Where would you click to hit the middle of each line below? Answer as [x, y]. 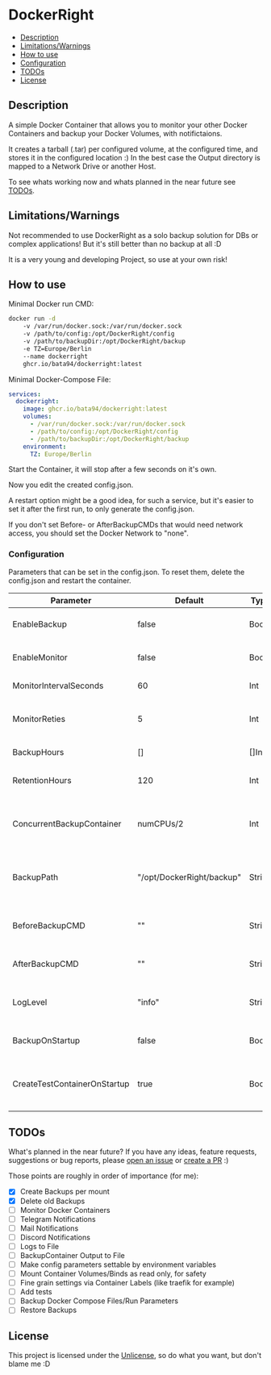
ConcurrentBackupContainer [67, 823]
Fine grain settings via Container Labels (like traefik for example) [127, 1283]
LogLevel [30, 1002]
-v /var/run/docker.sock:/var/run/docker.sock [102, 327]
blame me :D [29, 1364]
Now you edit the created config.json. [71, 485]
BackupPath [35, 877]
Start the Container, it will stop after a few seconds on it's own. [113, 469]
